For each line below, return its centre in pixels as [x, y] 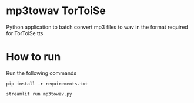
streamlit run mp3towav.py [39, 94]
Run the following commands [41, 73]
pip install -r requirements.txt [47, 84]
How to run [34, 57]
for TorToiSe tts [25, 33]
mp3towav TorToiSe [56, 11]
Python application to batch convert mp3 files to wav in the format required [97, 27]
